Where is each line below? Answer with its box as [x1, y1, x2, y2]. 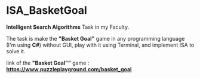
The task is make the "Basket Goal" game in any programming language [6, 35, 185, 42]
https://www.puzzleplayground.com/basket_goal [6, 65, 132, 72]
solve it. [6, 47, 26, 54]
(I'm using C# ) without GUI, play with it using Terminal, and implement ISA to [6, 41, 195, 48]
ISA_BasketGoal [6, 4, 88, 17]
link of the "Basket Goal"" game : [6, 59, 90, 66]
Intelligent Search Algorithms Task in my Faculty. [6, 23, 130, 31]
